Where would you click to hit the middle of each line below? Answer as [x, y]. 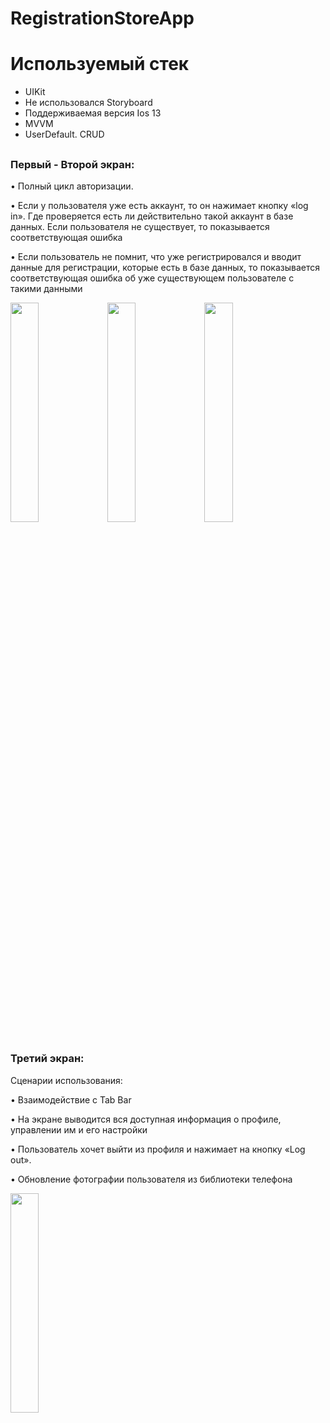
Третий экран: [47, 1059]
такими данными [46, 288]
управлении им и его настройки [79, 1129]
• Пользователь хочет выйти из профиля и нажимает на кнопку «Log [158, 1149]
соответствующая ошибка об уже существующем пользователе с [152, 278]
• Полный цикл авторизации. [72, 186]
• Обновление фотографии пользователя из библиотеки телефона [151, 1179]
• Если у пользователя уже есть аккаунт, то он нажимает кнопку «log [159, 205]
